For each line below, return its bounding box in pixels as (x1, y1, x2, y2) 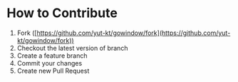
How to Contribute (6, 5, 118, 21)
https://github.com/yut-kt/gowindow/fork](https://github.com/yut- (36, 29, 231, 37)
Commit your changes (16, 58, 83, 67)
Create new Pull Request (16, 66, 90, 75)
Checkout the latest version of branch (16, 43, 128, 52)
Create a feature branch (16, 51, 88, 60)
